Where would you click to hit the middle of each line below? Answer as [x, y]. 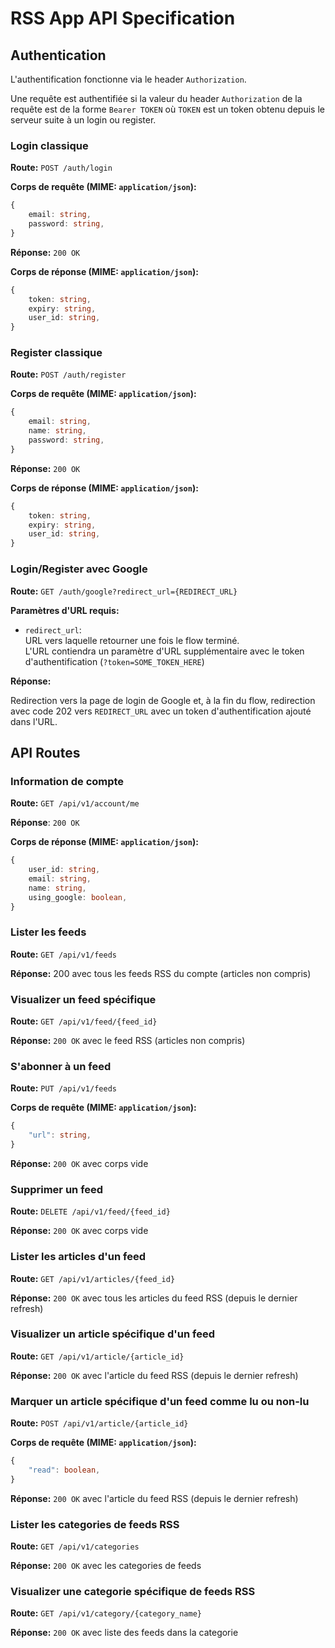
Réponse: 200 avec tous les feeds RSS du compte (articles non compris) [161, 973]
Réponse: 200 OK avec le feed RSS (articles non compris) [128, 1041]
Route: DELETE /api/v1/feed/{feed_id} [90, 1211]
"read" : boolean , [64, 1470]
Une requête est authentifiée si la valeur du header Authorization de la [156, 98]
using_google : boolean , [78, 897]
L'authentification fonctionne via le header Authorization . [128, 79]
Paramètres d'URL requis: [65, 610]
